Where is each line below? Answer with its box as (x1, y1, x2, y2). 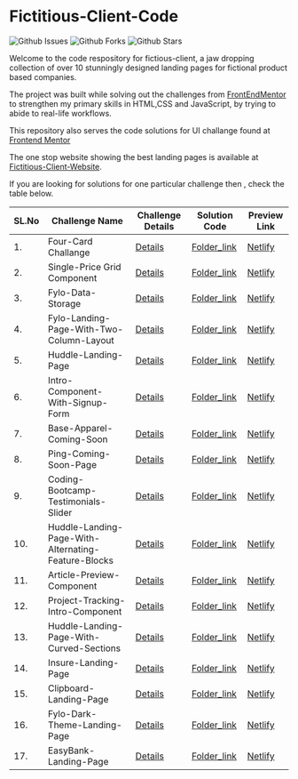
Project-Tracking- (47, 594, 126, 606)
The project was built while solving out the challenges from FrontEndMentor (9, 89, 286, 100)
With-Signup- (47, 396, 108, 408)
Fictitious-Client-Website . (9, 161, 102, 172)
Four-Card (47, 235, 93, 247)
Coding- (47, 473, 84, 486)
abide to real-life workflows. (9, 108, 113, 118)
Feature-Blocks (47, 554, 114, 566)
